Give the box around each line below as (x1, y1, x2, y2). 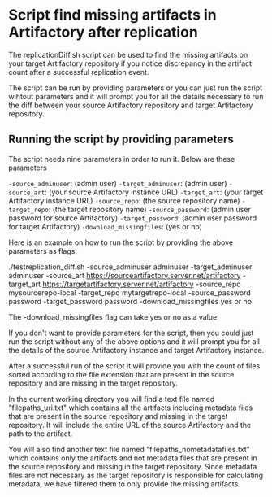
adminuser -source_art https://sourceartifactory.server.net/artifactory (8, 270, 241, 280)
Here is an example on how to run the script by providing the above (8, 238, 234, 247)
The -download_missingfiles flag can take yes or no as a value (8, 312, 218, 322)
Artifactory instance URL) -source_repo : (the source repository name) (8, 195, 241, 205)
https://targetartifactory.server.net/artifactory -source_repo (42, 279, 241, 289)
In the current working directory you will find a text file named (8, 394, 215, 403)
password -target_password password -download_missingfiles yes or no (8, 296, 253, 306)
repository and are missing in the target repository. (8, 378, 179, 388)
